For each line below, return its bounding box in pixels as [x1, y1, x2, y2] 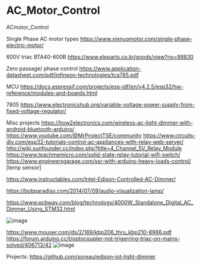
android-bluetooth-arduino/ [6, 125, 75, 132]
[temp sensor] [6, 164, 42, 171]
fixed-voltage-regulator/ [6, 107, 66, 114]
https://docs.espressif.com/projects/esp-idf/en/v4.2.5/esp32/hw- [20, 82, 184, 90]
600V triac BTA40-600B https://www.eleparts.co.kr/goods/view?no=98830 [6, 53, 194, 60]
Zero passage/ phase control [6, 64, 78, 72]
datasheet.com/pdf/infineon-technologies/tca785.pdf [6, 71, 139, 78]
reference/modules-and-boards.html [6, 89, 98, 96]
